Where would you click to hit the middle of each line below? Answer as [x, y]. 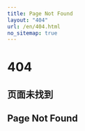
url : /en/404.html [34, 26]
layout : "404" [28, 20]
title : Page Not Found [40, 14]
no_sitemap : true [32, 33]
